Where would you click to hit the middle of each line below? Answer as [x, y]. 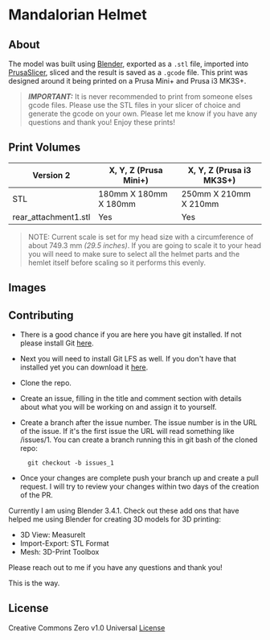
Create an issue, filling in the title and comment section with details [131, 398]
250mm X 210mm [216, 193]
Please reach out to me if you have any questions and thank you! [115, 568]
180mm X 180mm [133, 193]
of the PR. [37, 495]
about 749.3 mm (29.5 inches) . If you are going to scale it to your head [145, 245]
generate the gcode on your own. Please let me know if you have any [143, 114]
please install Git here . [57, 343]
